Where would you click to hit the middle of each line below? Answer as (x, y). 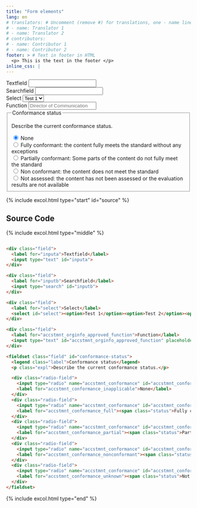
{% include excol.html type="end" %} (52, 498)
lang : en (17, 17)
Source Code (30, 219)
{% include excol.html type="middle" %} (55, 233)
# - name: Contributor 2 (36, 50)
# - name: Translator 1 (35, 28)
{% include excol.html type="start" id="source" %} (68, 200)
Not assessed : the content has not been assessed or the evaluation (102, 179)
